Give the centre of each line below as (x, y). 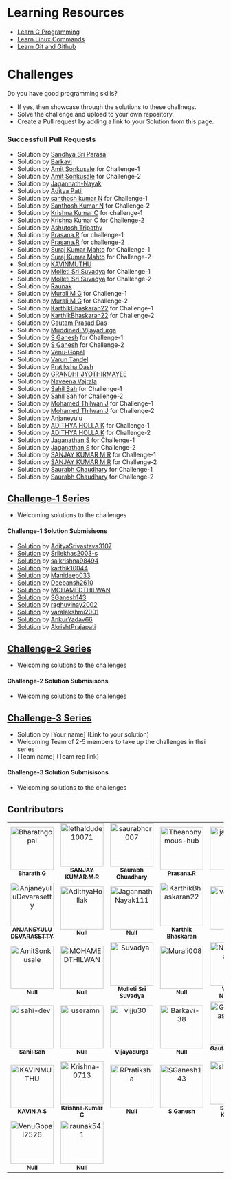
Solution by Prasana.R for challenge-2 (71, 242)
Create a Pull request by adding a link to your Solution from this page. (115, 121)
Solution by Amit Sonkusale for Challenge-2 (79, 177)
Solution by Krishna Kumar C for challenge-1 (80, 213)
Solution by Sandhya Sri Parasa (62, 154)
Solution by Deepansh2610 (55, 583)
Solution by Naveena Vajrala (57, 381)
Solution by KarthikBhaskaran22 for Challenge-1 (85, 308)
